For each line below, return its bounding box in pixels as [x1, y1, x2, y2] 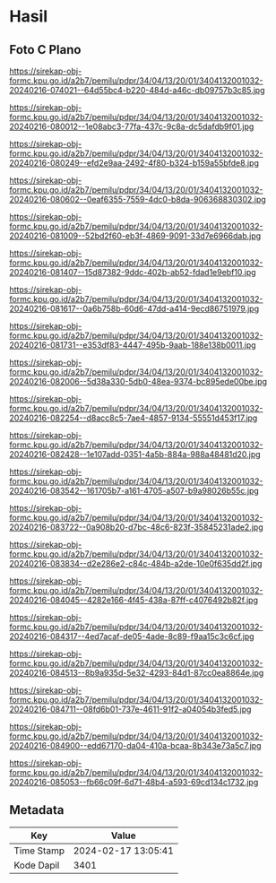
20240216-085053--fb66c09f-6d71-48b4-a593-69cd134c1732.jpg [9, 777, 259, 787]
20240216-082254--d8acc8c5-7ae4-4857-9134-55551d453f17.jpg [9, 412, 258, 423]
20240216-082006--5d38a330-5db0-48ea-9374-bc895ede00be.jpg [9, 377, 267, 386]
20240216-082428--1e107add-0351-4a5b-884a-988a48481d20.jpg [9, 449, 262, 459]
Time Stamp [13, 844, 65, 857]
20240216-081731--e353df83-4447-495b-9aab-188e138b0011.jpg [9, 340, 257, 351]
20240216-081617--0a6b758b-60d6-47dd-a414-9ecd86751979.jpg [9, 303, 260, 314]
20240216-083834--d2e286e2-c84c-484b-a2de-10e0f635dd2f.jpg [9, 558, 263, 568]
